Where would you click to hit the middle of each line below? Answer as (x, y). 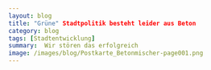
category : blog (34, 31)
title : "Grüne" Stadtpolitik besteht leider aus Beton (102, 23)
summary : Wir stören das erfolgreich (73, 46)
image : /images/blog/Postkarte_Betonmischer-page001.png (106, 53)
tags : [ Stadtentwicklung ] (52, 38)
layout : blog (30, 16)
